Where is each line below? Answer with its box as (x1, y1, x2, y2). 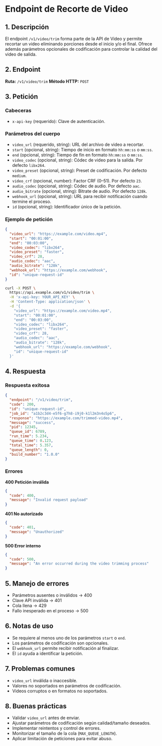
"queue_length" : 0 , (9, 447, 49, 452)
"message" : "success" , (9, 420, 55, 425)
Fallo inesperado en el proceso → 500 (12, 608, 89, 614)
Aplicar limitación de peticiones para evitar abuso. (12, 736, 113, 742)
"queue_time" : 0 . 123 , (9, 438, 54, 444)
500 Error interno (5, 543, 41, 548)
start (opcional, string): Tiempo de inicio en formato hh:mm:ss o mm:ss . (12, 146, 153, 152)
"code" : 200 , (9, 402, 36, 407)
